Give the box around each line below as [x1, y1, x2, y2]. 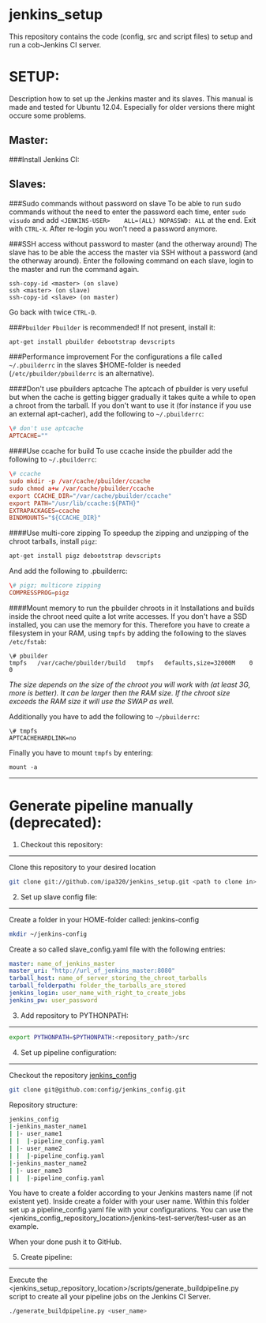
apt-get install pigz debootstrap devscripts [9, 552, 161, 560]
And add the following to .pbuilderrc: [9, 567, 129, 576]
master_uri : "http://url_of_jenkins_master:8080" [9, 967, 176, 975]
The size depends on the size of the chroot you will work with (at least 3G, [9, 680, 251, 689]
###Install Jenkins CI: [9, 154, 80, 164]
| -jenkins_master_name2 [9, 1159, 88, 1167]
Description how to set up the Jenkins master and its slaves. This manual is [9, 93, 253, 104]
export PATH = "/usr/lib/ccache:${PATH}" [9, 499, 140, 507]
